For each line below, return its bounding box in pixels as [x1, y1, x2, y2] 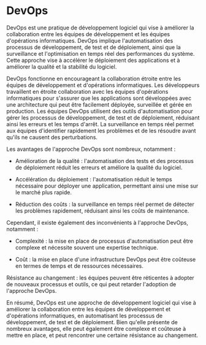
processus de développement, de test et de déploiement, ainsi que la [6, 44, 181, 51]
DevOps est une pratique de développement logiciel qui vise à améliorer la [6, 24, 194, 31]
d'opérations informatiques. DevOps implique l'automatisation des [6, 37, 174, 44]
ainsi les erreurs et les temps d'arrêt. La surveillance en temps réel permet [6, 120, 194, 127]
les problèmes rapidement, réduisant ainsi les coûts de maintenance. [15, 207, 189, 214]
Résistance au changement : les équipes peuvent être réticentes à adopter [6, 274, 194, 281]
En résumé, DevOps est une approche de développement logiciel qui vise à [6, 298, 196, 306]
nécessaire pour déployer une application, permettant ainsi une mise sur [15, 182, 199, 189]
